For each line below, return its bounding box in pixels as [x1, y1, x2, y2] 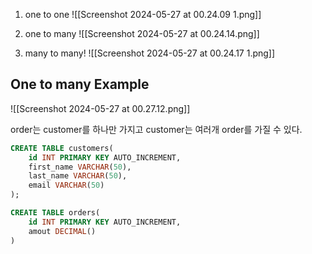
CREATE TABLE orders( [10, 208, 101, 218]
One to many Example [10, 76, 150, 93]
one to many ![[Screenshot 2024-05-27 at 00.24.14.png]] [24, 28, 260, 39]
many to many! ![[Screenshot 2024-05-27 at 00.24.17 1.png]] [24, 47, 276, 59]
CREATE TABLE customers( [10, 143, 114, 153]
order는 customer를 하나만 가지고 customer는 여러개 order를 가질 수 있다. [10, 123, 303, 135]
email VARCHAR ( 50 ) [28, 180, 105, 191]
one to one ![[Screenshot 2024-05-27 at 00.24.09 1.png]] [24, 9, 262, 20]
